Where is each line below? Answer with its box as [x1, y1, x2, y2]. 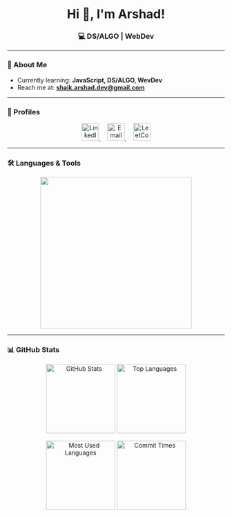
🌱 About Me [7, 60, 48, 70]
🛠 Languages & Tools [7, 159, 81, 168]
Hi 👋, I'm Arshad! [66, 6, 166, 22]
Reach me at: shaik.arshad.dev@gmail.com [17, 83, 145, 91]
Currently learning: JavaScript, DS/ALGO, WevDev [17, 76, 163, 84]
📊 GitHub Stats [7, 345, 60, 355]
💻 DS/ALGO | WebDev [77, 31, 155, 41]
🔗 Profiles [7, 107, 40, 116]
